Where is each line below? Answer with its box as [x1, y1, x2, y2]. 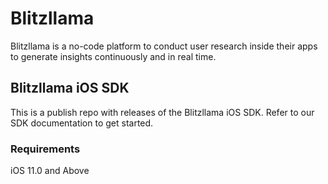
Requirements [10, 142, 81, 156]
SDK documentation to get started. [10, 117, 154, 129]
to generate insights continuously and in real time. [10, 50, 217, 62]
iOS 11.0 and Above [10, 165, 90, 177]
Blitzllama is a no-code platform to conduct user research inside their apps [10, 40, 318, 52]
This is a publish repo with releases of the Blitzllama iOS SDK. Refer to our [10, 106, 315, 118]
